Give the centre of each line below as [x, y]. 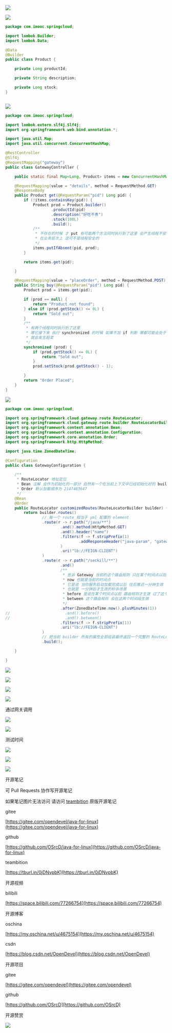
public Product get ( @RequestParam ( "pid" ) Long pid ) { [73, 195]
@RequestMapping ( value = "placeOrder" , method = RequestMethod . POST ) [90, 281]
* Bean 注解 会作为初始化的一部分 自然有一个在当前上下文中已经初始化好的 [86, 484]
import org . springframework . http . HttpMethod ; [55, 442]
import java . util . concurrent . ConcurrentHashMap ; [58, 144]
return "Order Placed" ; [49, 380]
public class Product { [31, 60]
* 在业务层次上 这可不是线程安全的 [67, 238]
